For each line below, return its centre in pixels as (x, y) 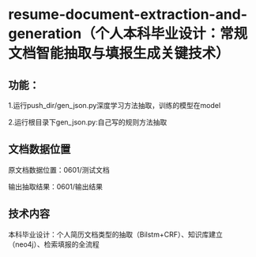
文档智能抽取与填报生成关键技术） (119, 54)
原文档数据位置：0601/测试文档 (59, 169)
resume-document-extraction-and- (128, 15)
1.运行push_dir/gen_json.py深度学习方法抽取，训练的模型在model (115, 105)
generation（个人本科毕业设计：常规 (128, 34)
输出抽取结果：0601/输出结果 (56, 186)
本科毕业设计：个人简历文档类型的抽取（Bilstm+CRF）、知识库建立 (115, 234)
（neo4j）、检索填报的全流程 (54, 244)
